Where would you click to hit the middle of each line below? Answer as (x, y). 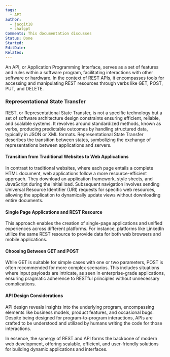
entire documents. (24, 200)
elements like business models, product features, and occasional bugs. (79, 312)
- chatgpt (20, 29)
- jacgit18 (21, 24)
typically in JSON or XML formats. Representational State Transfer (74, 134)
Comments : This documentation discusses (49, 34)
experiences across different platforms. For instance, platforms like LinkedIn (85, 229)
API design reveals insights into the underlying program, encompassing (80, 307)
